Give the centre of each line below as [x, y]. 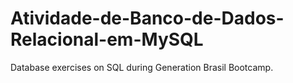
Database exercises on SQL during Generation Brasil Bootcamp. [142, 67]
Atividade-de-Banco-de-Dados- [147, 18]
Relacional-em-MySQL [107, 39]
